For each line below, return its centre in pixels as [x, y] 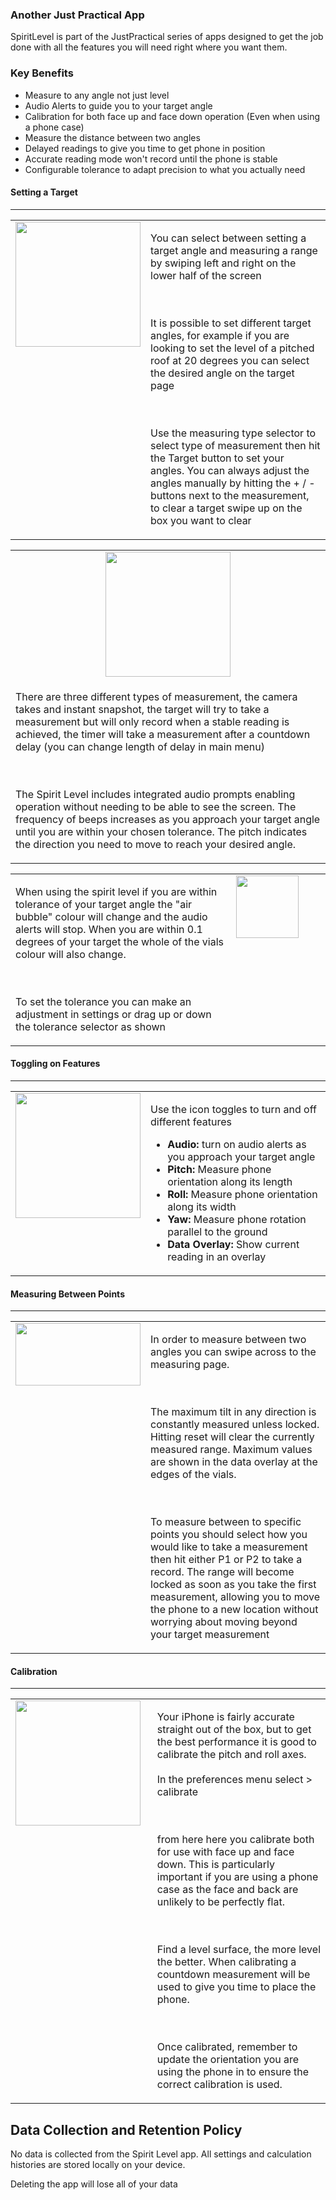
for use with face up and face [225, 1852]
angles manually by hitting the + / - [233, 483]
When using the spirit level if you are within [116, 891]
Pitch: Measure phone [219, 1169]
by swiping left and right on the [223, 263]
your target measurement [210, 1635]
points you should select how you [229, 1535]
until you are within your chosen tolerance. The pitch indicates [161, 831]
